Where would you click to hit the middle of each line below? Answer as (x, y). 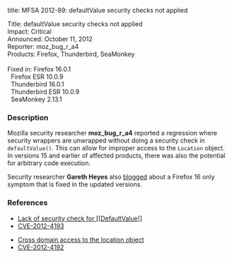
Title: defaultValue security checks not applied (75, 24)
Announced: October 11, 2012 (50, 39)
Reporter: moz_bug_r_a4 (43, 46)
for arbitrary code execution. (49, 163)
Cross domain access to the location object (81, 240)
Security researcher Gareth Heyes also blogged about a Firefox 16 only (111, 177)
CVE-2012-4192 (41, 247)
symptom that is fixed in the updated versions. (75, 184)
